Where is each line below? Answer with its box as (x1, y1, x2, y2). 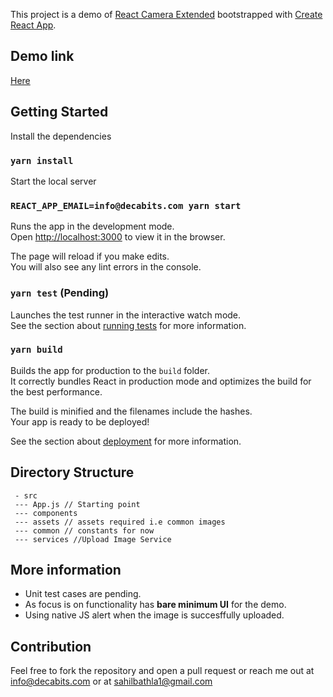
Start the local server (10, 175, 97, 187)
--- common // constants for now (14, 525, 155, 536)
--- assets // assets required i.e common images (14, 517, 226, 527)
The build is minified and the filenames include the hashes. (10, 405, 253, 417)
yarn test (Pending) (10, 286, 110, 300)
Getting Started (10, 104, 109, 121)
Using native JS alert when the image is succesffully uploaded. (24, 609, 285, 621)
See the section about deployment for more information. (10, 435, 242, 447)
